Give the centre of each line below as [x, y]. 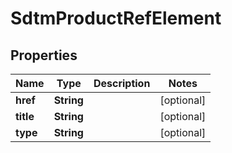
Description [122, 83]
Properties [44, 55]
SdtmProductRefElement [116, 18]
